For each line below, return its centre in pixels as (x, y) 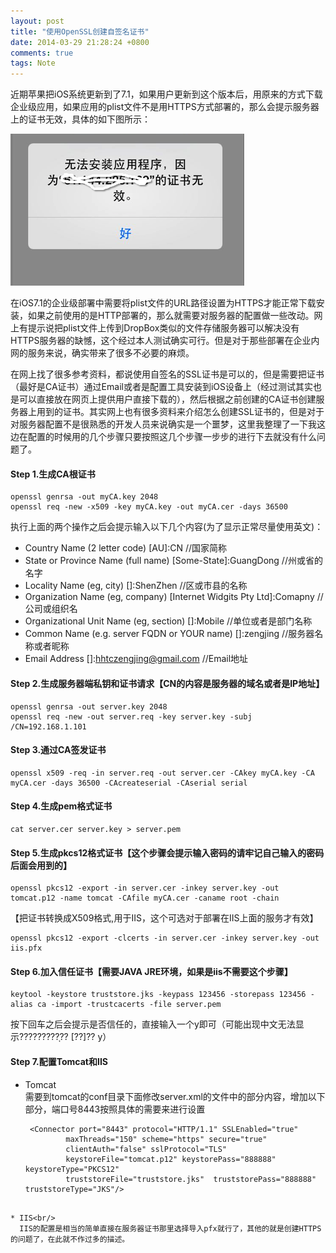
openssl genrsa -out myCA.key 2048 (84, 497)
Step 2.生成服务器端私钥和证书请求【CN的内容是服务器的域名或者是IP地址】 (167, 683)
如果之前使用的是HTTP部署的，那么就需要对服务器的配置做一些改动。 (171, 316)
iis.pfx (26, 948)
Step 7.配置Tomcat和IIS (59, 1061)
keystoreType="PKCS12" (72, 1169)
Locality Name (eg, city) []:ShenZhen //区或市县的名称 (136, 586)
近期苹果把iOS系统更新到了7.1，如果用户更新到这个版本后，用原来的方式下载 (166, 94)
